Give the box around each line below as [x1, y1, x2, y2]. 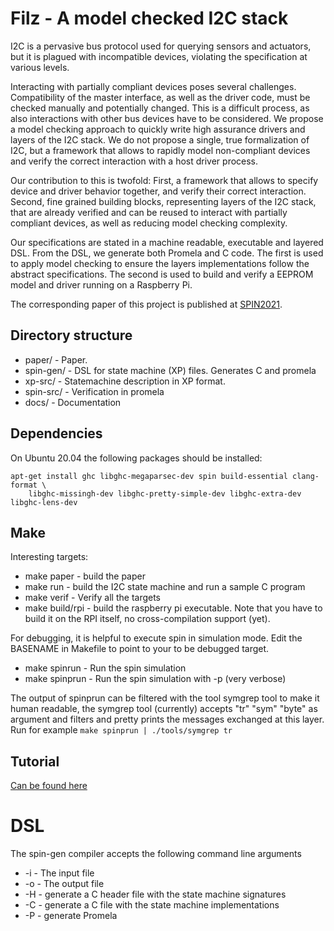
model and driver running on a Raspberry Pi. [10, 278, 193, 291]
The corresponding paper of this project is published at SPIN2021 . [10, 298, 283, 310]
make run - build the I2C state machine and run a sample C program [24, 581, 306, 593]
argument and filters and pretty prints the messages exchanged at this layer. [10, 713, 325, 726]
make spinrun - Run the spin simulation [24, 662, 187, 674]
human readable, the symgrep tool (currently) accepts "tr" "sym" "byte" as [10, 703, 318, 715]
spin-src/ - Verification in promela [24, 385, 165, 397]
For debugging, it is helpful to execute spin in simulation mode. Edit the [10, 632, 303, 644]
